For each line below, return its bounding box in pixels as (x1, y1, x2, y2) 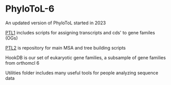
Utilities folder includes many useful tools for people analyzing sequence (5, 69, 158, 76)
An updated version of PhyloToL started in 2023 (5, 20, 106, 26)
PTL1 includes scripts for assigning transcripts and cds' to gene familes (5, 29, 155, 35)
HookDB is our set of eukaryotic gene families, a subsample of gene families (5, 54, 166, 61)
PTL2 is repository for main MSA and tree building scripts (5, 45, 126, 51)
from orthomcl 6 (5, 60, 40, 66)
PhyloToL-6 (5, 3, 55, 15)
